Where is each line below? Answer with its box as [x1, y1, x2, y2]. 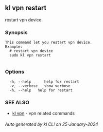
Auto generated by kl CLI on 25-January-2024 [5, 121, 98, 127]
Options [5, 68, 24, 75]
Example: [5, 44, 23, 49]
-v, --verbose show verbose [9, 84, 70, 89]
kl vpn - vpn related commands [12, 110, 75, 116]
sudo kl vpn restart [9, 53, 51, 58]
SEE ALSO [5, 99, 30, 106]
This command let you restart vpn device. [5, 40, 92, 45]
